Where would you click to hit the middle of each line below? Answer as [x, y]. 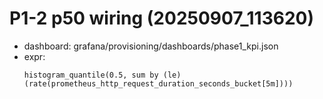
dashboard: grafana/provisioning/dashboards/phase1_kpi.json [151, 46]
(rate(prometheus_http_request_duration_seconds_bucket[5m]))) [158, 83]
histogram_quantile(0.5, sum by [91, 75]
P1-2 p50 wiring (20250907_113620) [161, 18]
